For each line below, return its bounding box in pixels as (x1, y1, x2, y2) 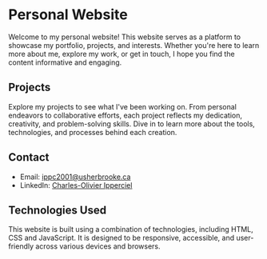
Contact (8, 150, 50, 165)
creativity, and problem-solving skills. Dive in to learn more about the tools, (8, 118, 256, 129)
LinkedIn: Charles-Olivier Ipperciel (19, 180, 133, 189)
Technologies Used (8, 203, 106, 217)
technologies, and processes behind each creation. (8, 127, 177, 137)
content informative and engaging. (8, 58, 122, 67)
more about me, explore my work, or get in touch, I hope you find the (8, 49, 235, 58)
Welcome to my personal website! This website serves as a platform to (8, 32, 241, 42)
